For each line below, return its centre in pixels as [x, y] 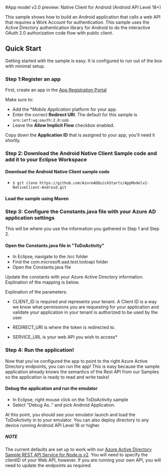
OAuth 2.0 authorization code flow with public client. [59, 33]
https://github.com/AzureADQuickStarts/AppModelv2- [94, 183]
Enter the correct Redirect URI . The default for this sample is [75, 115]
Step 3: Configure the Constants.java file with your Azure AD [80, 211]
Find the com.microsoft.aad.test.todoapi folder [60, 262]
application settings [30, 217]
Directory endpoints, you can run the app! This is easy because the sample [82, 366]
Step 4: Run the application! [40, 350]
